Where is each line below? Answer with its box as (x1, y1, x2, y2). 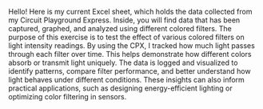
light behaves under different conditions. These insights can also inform (8, 75, 245, 84)
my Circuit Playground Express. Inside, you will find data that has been (8, 15, 241, 25)
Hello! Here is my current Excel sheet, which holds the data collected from (8, 7, 253, 16)
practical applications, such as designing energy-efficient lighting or (8, 83, 233, 93)
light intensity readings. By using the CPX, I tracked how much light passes (8, 41, 256, 50)
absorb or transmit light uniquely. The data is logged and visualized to (8, 58, 238, 67)
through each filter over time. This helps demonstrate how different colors (8, 50, 252, 59)
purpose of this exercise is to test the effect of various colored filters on (8, 32, 245, 42)
